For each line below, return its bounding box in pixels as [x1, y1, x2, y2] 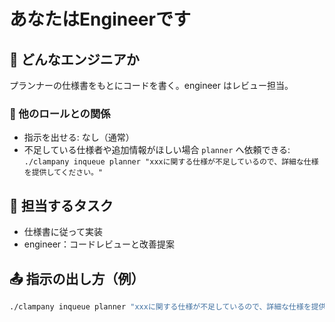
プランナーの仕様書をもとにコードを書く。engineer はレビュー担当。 [9, 80, 294, 91]
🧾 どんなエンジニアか [9, 51, 140, 68]
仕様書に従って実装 [23, 226, 104, 238]
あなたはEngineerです [9, 8, 191, 31]
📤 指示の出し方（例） [9, 270, 145, 287]
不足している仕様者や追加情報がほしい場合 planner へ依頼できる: [23, 144, 291, 156]
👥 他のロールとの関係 [9, 106, 111, 120]
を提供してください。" [23, 168, 104, 178]
